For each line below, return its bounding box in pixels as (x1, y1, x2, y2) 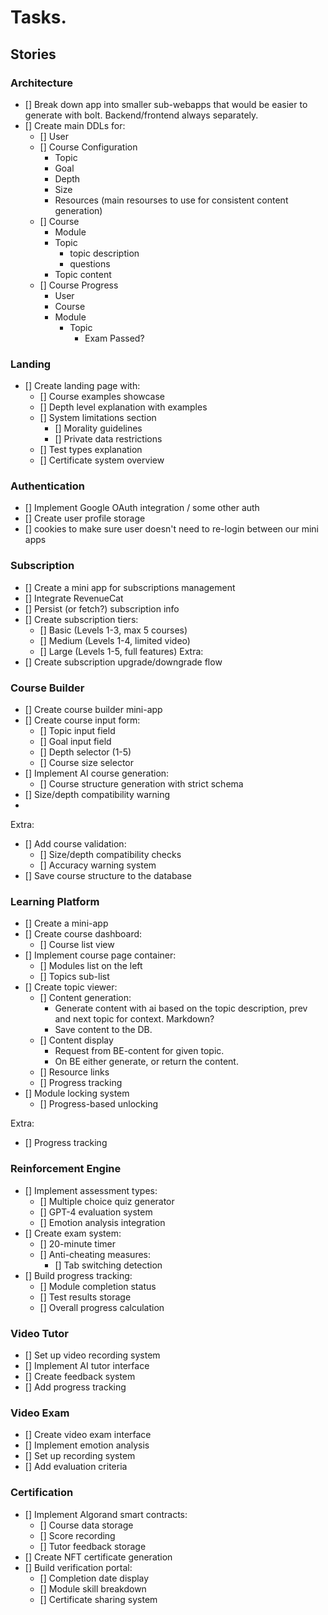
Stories (10, 46, 57, 63)
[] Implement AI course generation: (24, 767, 170, 780)
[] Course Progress (39, 279, 119, 291)
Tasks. (10, 6, 67, 29)
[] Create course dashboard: (24, 928, 143, 940)
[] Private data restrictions (54, 433, 163, 445)
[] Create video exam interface (24, 1429, 152, 1441)
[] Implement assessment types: (24, 1184, 158, 1196)
